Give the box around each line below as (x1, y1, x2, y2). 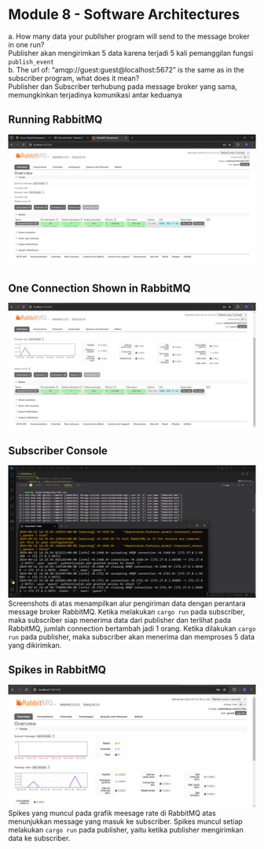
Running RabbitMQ (8, 113, 103, 127)
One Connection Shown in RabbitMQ (8, 281, 191, 295)
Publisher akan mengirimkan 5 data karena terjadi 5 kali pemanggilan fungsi (8, 48, 254, 57)
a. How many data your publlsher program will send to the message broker (8, 32, 250, 41)
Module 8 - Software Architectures (8, 6, 240, 24)
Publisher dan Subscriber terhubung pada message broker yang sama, (8, 81, 237, 91)
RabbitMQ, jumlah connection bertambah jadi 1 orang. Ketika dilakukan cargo (8, 624, 256, 633)
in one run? (8, 39, 45, 49)
